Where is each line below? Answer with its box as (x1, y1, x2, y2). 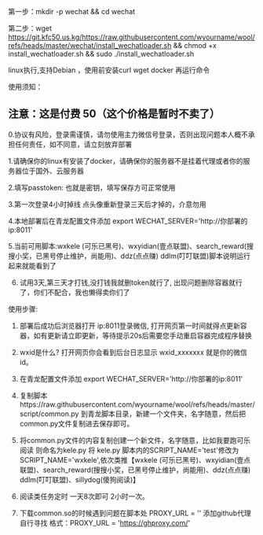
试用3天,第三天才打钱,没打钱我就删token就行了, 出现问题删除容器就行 (19, 278, 243, 287)
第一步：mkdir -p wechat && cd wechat (8, 7, 136, 16)
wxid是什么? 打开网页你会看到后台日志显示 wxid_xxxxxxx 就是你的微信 (19, 347, 247, 356)
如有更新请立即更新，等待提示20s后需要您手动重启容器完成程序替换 (33, 330, 253, 340)
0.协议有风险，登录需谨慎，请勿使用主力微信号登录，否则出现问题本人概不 (8, 129, 249, 139)
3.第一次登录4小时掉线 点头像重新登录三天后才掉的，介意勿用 (8, 199, 206, 208)
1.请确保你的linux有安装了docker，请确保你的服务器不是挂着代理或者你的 (8, 156, 243, 165)
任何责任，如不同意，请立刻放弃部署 (14, 139, 132, 149)
